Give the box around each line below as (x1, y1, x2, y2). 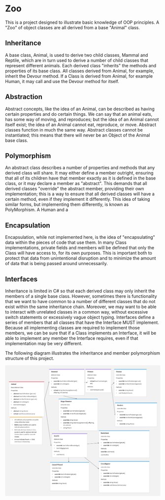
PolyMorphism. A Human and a (5, 207, 68, 213)
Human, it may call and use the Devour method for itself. (5, 78, 119, 84)
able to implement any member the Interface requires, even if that (5, 335, 138, 341)
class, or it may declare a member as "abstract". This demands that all (5, 181, 147, 186)
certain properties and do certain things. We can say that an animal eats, (5, 111, 153, 117)
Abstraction (5, 92, 43, 101)
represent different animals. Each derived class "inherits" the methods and (5, 62, 157, 68)
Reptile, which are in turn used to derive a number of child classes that (5, 57, 149, 63)
